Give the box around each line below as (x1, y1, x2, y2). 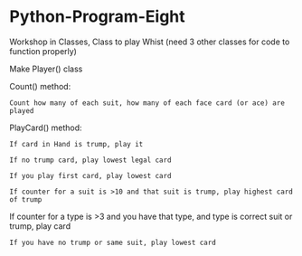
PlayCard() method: (9, 122, 82, 133)
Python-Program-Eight (9, 6, 185, 27)
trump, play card (9, 220, 71, 232)
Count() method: (9, 81, 71, 91)
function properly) (9, 45, 77, 56)
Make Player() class (9, 63, 83, 74)
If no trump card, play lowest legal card (9, 156, 172, 165)
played (9, 106, 34, 115)
